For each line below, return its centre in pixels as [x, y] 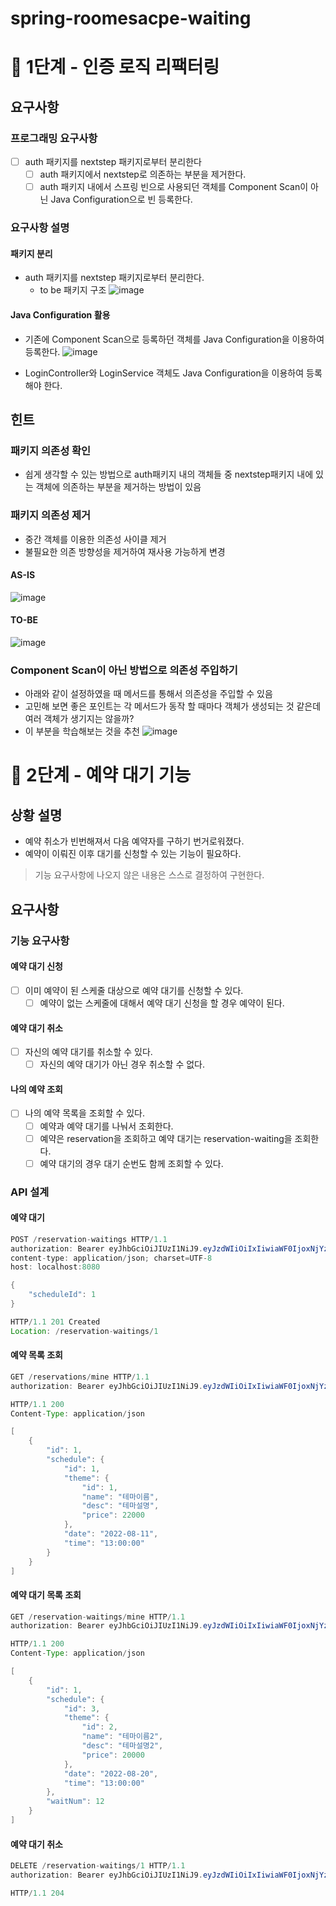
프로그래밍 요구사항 [54, 138]
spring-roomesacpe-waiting [131, 18]
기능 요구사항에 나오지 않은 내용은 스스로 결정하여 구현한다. [149, 875]
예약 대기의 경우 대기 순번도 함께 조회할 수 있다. [131, 1163]
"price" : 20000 [113, 1755]
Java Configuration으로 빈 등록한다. [121, 199]
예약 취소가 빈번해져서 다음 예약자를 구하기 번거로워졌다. [134, 841]
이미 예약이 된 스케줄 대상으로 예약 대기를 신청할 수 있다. [134, 990]
